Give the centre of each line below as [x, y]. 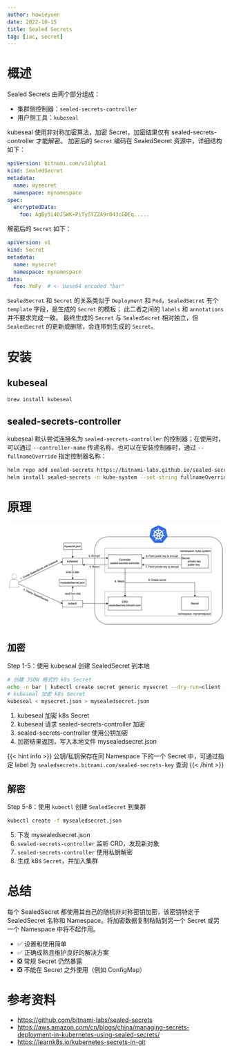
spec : [15, 200]
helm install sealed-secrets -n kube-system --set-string [92, 477]
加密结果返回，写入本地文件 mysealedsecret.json [87, 742]
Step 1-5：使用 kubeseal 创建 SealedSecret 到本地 [79, 666]
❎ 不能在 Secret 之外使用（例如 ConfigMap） [81, 969]
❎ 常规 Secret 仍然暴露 [50, 961]
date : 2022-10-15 [32, 22]
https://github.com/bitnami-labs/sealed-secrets [85, 1020]
